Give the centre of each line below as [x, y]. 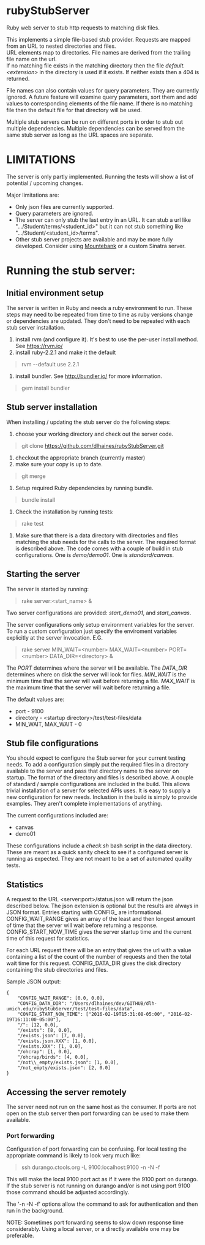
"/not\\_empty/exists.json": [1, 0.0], [68, 1063]
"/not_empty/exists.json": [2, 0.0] [64, 1068]
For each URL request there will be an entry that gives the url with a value [99, 950]
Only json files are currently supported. [65, 206]
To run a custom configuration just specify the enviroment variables [92, 631]
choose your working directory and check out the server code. [94, 434]
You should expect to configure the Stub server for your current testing [96, 758]
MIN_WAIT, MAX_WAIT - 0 [48, 724]
